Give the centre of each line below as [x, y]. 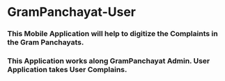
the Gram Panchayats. [46, 42]
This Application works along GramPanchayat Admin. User [109, 61]
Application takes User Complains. [67, 70]
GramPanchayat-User [71, 12]
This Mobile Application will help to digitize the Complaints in [113, 34]
